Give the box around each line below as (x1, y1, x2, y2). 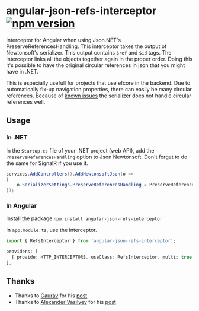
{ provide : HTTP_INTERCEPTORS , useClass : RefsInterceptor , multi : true (11, 254, 192, 261)
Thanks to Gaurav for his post (14, 292, 88, 299)
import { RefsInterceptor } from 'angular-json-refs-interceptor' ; (6, 238, 176, 244)
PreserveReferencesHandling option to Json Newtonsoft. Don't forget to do (6, 153, 188, 160)
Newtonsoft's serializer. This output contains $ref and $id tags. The (6, 49, 172, 56)
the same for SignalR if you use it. (6, 159, 88, 167)
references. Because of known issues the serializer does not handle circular (6, 92, 191, 99)
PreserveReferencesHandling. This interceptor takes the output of (6, 43, 167, 50)
